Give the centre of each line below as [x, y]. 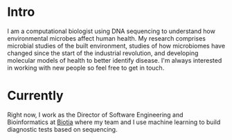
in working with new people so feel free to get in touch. [86, 68]
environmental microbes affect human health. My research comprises [107, 38]
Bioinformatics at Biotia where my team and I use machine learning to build [114, 122]
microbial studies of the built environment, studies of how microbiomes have [116, 46]
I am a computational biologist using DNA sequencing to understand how [111, 31]
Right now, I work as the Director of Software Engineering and [95, 114]
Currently [35, 96]
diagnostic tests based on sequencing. [62, 129]
